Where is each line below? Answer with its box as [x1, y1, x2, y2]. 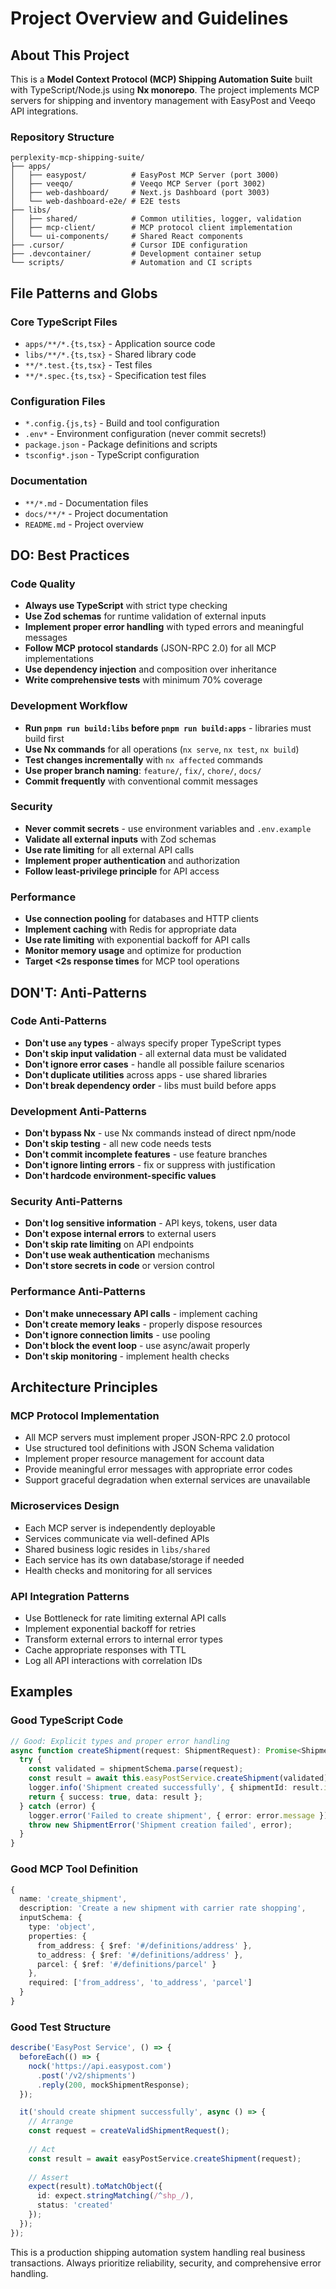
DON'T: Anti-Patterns [10, 984, 148, 1001]
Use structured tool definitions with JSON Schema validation [24, 1442, 275, 1454]
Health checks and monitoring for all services [24, 1564, 213, 1576]
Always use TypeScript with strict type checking [24, 600, 228, 612]
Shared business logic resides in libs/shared [24, 1543, 211, 1555]
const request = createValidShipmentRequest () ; [28, 2126, 230, 2136]
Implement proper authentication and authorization [24, 854, 241, 866]
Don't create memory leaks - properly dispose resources [24, 1318, 263, 1330]
